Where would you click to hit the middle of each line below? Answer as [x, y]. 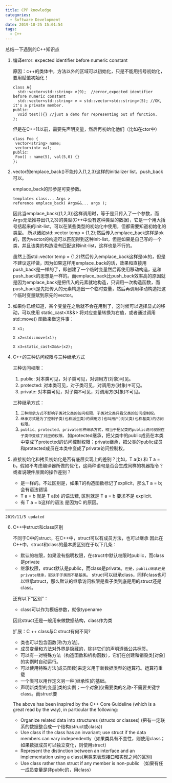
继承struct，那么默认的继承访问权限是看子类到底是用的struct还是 [93, 581]
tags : [11, 29]
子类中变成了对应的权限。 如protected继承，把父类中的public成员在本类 [92, 435]
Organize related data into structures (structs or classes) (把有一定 [90, 720]
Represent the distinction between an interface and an [78, 751]
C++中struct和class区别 [38, 527]
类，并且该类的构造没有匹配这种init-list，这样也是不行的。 [74, 246]
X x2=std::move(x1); [35, 338]
